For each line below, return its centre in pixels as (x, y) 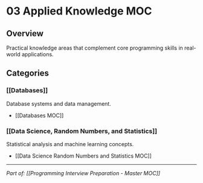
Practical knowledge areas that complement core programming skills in (95, 48)
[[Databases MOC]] (39, 115)
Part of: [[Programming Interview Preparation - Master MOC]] (83, 173)
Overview (25, 34)
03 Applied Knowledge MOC (79, 11)
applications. (37, 54)
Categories (28, 73)
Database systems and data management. (59, 103)
